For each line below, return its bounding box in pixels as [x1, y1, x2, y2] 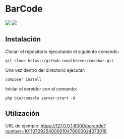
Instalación [5, 35, 41, 43]
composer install [5, 77, 42, 82]
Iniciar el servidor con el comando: [5, 85, 77, 91]
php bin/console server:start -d [5, 96, 76, 101]
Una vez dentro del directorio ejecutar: [5, 67, 86, 73]
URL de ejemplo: [5, 122, 40, 129]
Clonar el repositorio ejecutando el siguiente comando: [5, 49, 119, 55]
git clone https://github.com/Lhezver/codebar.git [5, 58, 114, 63]
